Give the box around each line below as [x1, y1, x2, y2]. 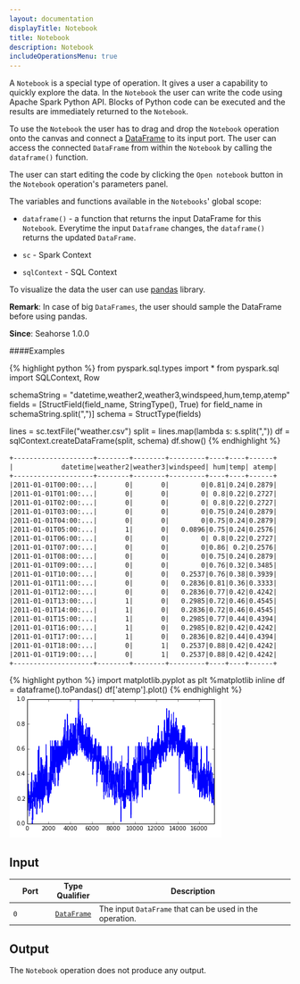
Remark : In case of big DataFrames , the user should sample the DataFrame [9, 302, 282, 313]
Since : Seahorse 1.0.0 [9, 329, 90, 339]
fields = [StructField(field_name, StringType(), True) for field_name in [9, 399, 263, 410]
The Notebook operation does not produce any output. [9, 965, 207, 975]
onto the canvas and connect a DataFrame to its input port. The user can [9, 133, 277, 144]
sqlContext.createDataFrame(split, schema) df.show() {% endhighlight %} [9, 436, 281, 446]
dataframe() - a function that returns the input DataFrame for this [21, 213, 262, 224]
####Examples [9, 346, 65, 356]
